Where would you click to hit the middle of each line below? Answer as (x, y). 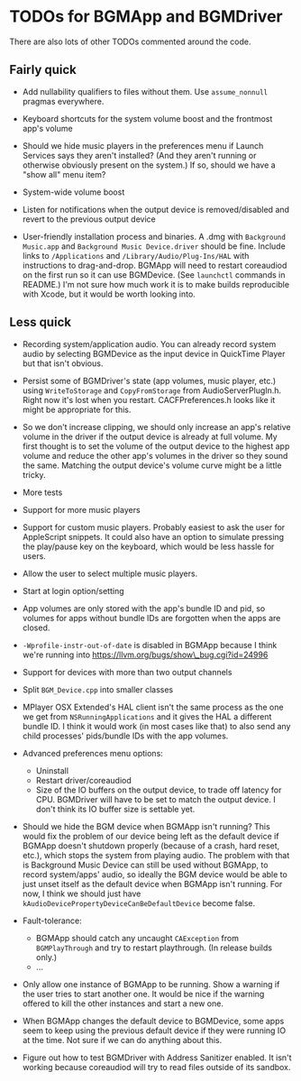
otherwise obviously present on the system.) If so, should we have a (149, 165)
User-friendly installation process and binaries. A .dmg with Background (154, 236)
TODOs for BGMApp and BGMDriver (146, 17)
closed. (36, 628)
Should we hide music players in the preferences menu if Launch (143, 145)
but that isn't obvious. (63, 363)
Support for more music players (82, 509)
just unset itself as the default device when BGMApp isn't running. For (152, 884)
